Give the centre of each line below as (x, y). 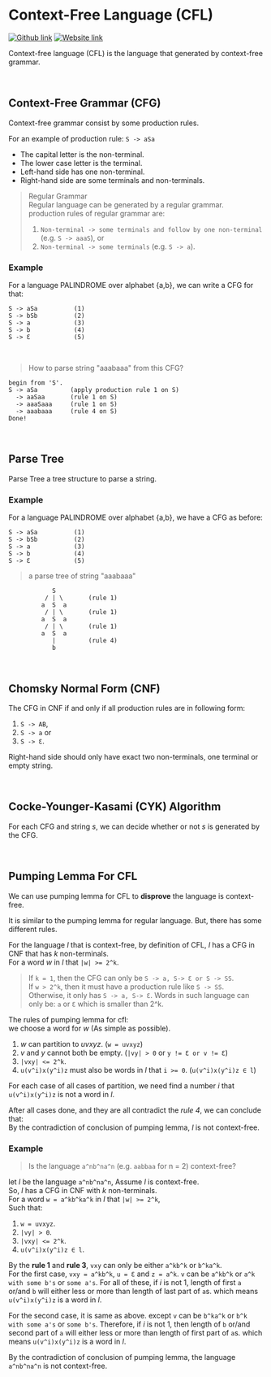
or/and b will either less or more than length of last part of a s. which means (133, 1291)
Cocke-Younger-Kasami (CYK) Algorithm (115, 807)
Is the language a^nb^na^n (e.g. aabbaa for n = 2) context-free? (132, 1166)
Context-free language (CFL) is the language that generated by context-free (136, 53)
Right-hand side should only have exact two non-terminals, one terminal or (133, 756)
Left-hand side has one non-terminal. (82, 172)
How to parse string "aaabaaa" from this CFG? (106, 368)
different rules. (33, 929)
